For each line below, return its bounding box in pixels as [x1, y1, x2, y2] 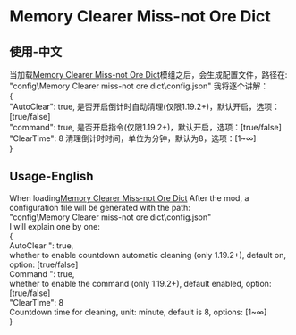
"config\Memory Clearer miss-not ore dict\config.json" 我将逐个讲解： [9, 80, 269, 91]
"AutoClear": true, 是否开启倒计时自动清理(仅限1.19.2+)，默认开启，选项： [9, 101, 280, 112]
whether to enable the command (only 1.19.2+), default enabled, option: [9, 278, 272, 289]
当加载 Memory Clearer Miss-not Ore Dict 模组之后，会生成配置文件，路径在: [9, 70, 288, 80]
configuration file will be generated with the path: [9, 202, 190, 213]
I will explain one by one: [9, 221, 100, 231]
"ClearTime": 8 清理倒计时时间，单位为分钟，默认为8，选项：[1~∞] [9, 133, 257, 144]
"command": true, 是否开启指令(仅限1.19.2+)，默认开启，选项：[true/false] [9, 122, 282, 132]
